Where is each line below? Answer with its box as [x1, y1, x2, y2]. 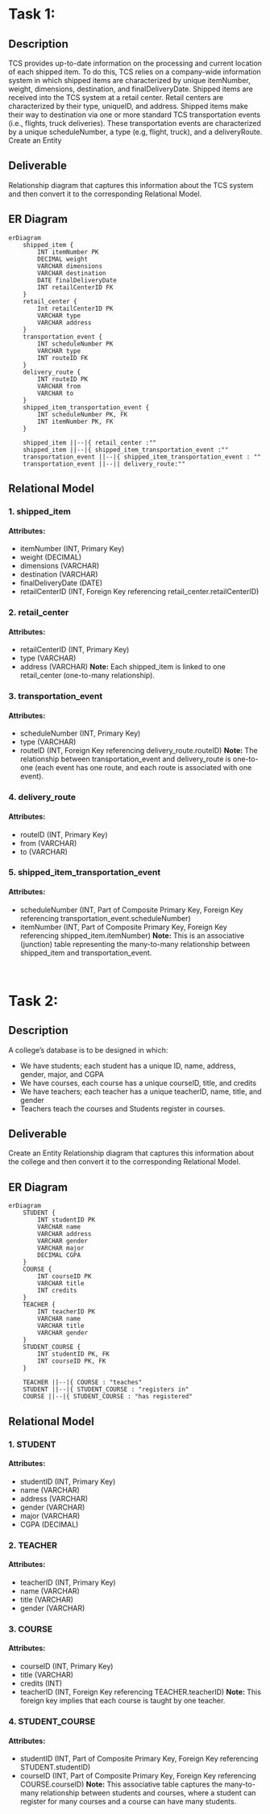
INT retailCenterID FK [37, 283, 114, 291]
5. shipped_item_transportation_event [8, 867, 161, 878]
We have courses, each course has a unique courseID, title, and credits [19, 1078, 256, 1087]
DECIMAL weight [37, 255, 89, 263]
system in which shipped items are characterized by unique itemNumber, [8, 76, 251, 85]
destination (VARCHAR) [19, 570, 98, 580]
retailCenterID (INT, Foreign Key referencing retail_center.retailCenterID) [19, 587, 260, 597]
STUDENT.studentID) [19, 1762, 91, 1772]
